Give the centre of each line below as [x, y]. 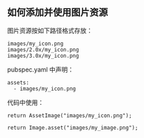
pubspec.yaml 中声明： [41, 69]
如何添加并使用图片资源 [57, 12]
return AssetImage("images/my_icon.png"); [70, 115]
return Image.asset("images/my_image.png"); [73, 128]
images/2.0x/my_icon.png [43, 50]
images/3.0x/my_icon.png [43, 55]
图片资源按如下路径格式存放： [50, 31]
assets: [18, 83]
